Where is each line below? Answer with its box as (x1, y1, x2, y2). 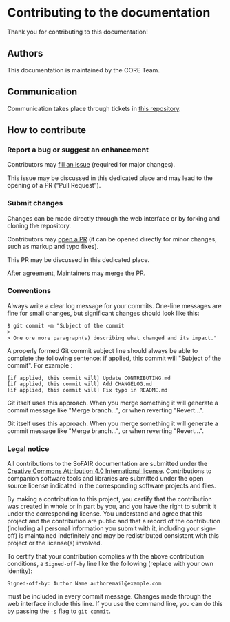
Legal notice (7, 443, 50, 453)
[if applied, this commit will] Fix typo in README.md (7, 386, 168, 394)
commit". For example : (7, 361, 73, 370)
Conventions (7, 286, 52, 296)
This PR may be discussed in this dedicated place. (7, 255, 150, 263)
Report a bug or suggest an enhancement (7, 145, 149, 154)
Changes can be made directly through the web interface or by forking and (7, 214, 220, 222)
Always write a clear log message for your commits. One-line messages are (7, 301, 222, 310)
